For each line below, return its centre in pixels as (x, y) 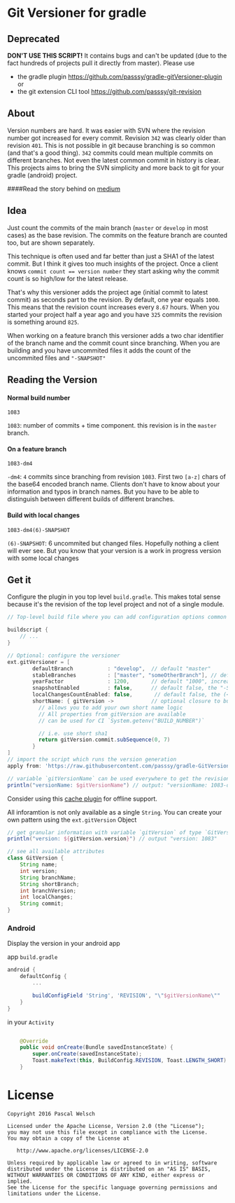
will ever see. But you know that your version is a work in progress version (114, 550)
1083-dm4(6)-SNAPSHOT (39, 530)
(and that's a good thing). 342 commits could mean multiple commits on (110, 153)
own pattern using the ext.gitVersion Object (72, 820)
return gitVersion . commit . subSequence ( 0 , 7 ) (104, 740)
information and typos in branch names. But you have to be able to (103, 491)
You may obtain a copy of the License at (69, 1138)
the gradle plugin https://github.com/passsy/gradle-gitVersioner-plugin (120, 76)
